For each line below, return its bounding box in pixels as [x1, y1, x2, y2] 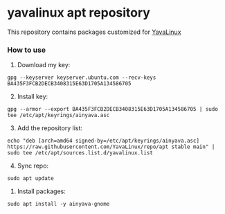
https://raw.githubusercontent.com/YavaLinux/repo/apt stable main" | [7, 143, 215, 150]
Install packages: [17, 187, 66, 195]
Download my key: [17, 61, 71, 69]
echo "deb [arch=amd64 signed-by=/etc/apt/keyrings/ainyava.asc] [7, 137, 199, 145]
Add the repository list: [17, 124, 83, 132]
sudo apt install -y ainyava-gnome [7, 201, 110, 208]
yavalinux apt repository [7, 5, 151, 21]
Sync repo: [17, 161, 49, 170]
